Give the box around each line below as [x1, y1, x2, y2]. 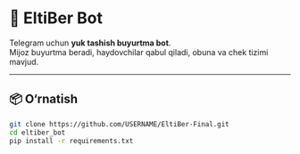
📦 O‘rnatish [9, 92, 79, 107]
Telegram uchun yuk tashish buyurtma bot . [9, 37, 171, 48]
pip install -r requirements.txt [9, 136, 134, 145]
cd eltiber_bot [9, 128, 66, 137]
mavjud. [9, 56, 39, 67]
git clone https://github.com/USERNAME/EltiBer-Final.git [9, 119, 229, 128]
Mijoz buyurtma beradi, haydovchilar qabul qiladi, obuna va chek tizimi [9, 46, 269, 57]
